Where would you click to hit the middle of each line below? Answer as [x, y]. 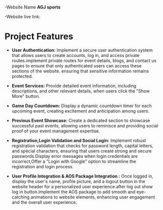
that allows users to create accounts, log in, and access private [76, 55]
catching [21, 197]
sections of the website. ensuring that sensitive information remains [80, 71]
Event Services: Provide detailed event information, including [74, 86]
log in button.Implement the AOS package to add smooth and [73, 192]
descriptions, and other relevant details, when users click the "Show [81, 91]
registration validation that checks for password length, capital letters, [82, 146]
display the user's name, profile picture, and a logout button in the [78, 181]
